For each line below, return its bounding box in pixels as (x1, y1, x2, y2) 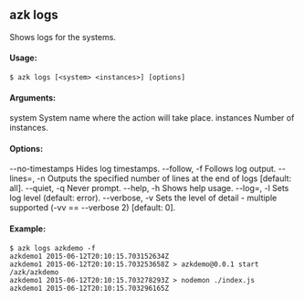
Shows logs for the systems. (9, 31, 117, 42)
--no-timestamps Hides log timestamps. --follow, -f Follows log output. (9, 164, 277, 175)
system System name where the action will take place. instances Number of (9, 112, 295, 123)
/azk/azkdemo (9, 267, 59, 277)
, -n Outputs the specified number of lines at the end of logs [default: (31, 173, 292, 184)
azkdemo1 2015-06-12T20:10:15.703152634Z (9, 252, 170, 261)
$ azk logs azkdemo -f (9, 243, 96, 252)
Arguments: (9, 91, 57, 103)
